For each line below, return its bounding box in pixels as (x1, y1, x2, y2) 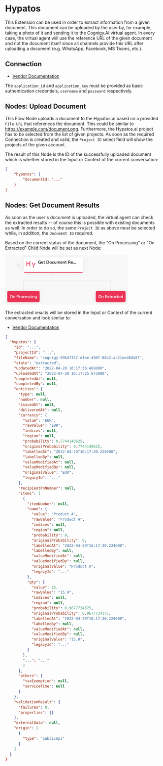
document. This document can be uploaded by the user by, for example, (5, 24, 152, 30)
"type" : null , (18, 392, 48, 397)
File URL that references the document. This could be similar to (5, 121, 134, 127)
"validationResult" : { (14, 699, 61, 705)
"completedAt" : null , (14, 376, 58, 381)
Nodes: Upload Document (5, 102, 86, 111)
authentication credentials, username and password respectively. (5, 88, 133, 94)
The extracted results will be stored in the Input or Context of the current (5, 310, 153, 315)
